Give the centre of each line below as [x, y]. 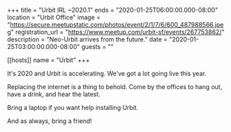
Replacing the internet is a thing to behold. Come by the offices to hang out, [115, 87]
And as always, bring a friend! [50, 121]
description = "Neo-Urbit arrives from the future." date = [87, 39]
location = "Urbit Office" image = [54, 17]
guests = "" [98, 47]
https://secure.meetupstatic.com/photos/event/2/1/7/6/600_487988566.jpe [117, 25]
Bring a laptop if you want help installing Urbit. [73, 107]
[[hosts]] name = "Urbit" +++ [49, 60]
